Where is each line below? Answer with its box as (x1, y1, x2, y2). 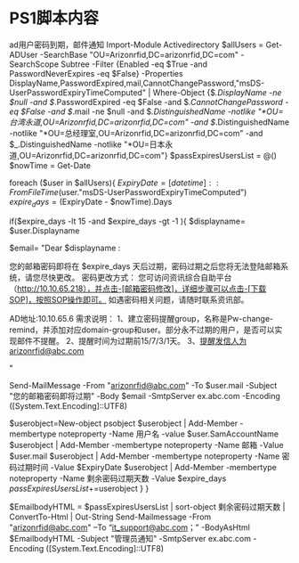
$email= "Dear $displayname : (9, 242, 121, 253)
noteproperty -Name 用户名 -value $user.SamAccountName (58, 428, 279, 439)
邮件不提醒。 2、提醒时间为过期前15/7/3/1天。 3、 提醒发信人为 (16, 335, 247, 346)
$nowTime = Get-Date (9, 159, 92, 170)
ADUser (9, 49, 38, 60)
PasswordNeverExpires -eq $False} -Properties (9, 68, 184, 78)
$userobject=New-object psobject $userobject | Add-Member (9, 418, 238, 428)
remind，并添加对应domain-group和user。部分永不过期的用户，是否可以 (9, 324, 275, 335)
